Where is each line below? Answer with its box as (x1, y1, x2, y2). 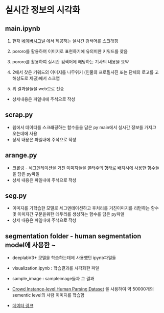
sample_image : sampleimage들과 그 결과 (12, 276, 94, 282)
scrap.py (5, 111, 33, 119)
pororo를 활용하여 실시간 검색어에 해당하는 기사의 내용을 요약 (12, 59, 129, 64)
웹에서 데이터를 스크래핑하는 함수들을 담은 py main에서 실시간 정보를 (12, 124, 143, 130)
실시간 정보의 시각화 (5, 4, 81, 16)
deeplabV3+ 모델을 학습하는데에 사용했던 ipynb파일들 (12, 255, 117, 261)
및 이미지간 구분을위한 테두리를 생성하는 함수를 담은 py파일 (12, 211, 125, 217)
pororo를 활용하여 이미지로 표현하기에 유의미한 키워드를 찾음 (12, 49, 128, 54)
